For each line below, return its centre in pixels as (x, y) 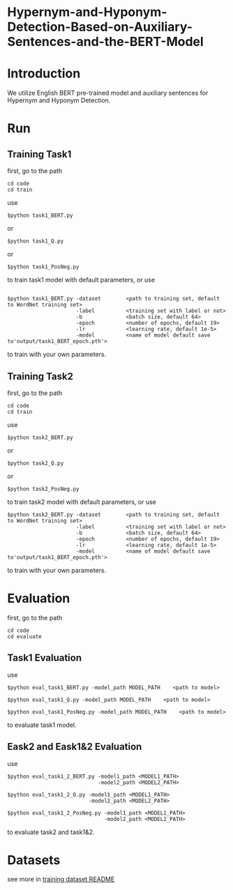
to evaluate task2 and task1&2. (51, 832)
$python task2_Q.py (36, 463)
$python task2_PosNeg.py (43, 489)
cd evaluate (24, 636)
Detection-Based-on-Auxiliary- (100, 27)
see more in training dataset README (61, 880)
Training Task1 (39, 154)
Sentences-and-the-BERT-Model (105, 42)
